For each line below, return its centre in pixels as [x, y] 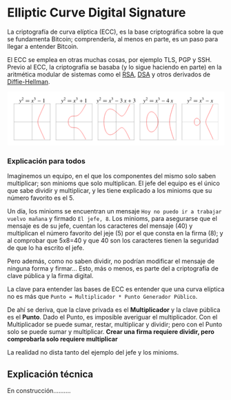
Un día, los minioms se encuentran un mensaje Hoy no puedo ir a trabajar [114, 211]
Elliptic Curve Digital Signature [97, 13]
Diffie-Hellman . [29, 81]
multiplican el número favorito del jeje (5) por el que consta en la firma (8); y [115, 233]
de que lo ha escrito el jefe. [46, 248]
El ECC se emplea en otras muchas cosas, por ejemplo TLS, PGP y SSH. [110, 59]
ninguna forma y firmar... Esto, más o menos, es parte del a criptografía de [113, 269]
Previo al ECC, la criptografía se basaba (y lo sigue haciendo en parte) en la [114, 67]
